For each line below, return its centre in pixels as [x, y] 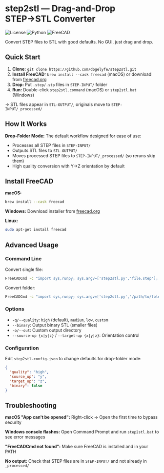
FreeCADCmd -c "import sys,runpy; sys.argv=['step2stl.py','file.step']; [82, 278]
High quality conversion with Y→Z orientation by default [68, 166]
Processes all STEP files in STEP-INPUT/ [51, 145]
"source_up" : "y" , [28, 376]
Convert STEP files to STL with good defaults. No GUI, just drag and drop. [79, 41]
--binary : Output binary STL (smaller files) [55, 325]
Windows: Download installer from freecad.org [52, 211]
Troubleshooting [31, 405]
